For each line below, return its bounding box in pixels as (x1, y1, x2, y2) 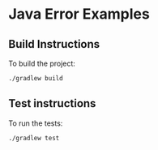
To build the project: (8, 58, 75, 68)
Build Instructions (8, 37, 100, 51)
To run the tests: (8, 118, 63, 128)
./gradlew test (8, 134, 60, 142)
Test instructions (8, 96, 96, 110)
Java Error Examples (8, 5, 150, 24)
